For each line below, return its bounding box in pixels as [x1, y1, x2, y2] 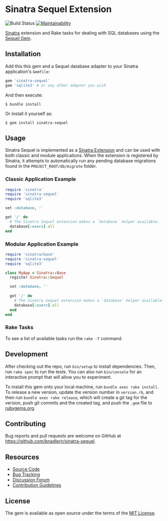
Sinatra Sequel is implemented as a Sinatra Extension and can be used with [5, 147, 160, 153]
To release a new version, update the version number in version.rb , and [5, 389, 154, 395]
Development [5, 350, 48, 359]
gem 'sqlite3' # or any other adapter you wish [5, 83, 106, 88]
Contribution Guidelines [12, 482, 61, 488]
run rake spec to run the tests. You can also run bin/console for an [5, 368, 142, 375]
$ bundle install [5, 101, 41, 107]
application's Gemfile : [5, 68, 50, 74]
